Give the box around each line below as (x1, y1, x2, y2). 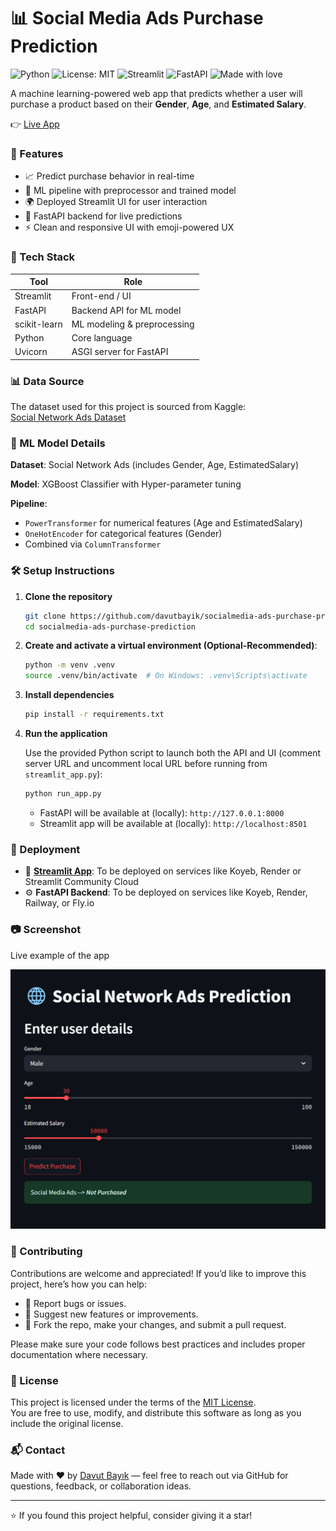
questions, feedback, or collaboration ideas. (10, 1480, 192, 1492)
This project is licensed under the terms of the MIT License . (10, 1396, 257, 1408)
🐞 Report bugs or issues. (24, 1297, 127, 1309)
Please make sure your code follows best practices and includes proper (10, 1338, 306, 1350)
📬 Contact (10, 1443, 66, 1457)
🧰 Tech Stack (10, 250, 76, 264)
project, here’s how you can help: (10, 1278, 147, 1290)
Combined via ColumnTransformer (24, 538, 162, 550)
